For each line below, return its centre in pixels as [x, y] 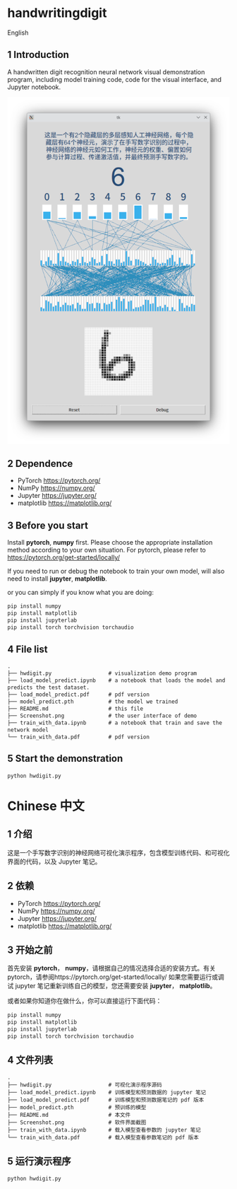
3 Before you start [48, 525]
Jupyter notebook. [34, 87]
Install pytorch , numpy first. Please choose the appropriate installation [110, 543]
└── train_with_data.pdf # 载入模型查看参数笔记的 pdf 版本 [103, 1138]
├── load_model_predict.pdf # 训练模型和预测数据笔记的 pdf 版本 [106, 1100]
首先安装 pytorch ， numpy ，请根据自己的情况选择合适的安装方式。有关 [112, 968]
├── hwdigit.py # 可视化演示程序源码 [85, 1085]
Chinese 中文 [46, 806]
